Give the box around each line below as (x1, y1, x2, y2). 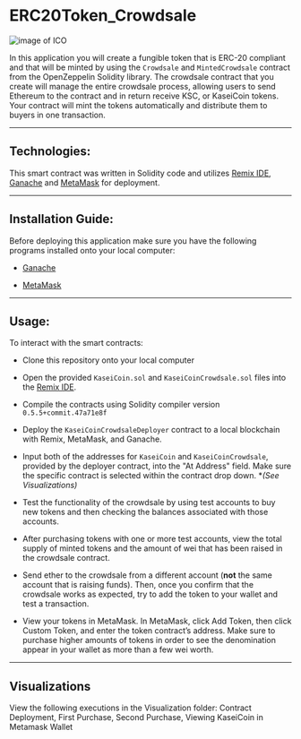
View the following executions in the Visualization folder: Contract (9, 702, 253, 713)
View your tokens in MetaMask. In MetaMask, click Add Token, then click (21, 615, 292, 627)
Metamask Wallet (9, 722, 73, 733)
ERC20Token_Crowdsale (9, 5, 197, 26)
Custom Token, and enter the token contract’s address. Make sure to (21, 625, 276, 636)
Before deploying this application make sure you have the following (9, 235, 257, 246)
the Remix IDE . (21, 382, 77, 392)
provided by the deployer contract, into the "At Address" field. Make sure (21, 460, 292, 471)
